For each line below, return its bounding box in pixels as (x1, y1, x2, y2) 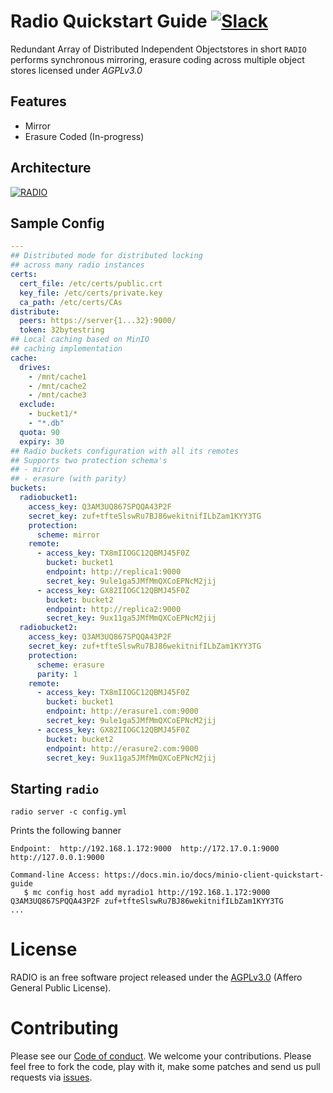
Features (10, 93, 67, 110)
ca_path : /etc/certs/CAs (19, 297, 123, 307)
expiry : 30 (19, 436, 65, 447)
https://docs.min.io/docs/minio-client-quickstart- (104, 870, 325, 880)
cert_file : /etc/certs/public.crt (19, 278, 163, 289)
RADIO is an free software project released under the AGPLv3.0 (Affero (10, 971, 303, 984)
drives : (19, 362, 52, 372)
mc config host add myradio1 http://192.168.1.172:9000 (32, 888, 271, 898)
